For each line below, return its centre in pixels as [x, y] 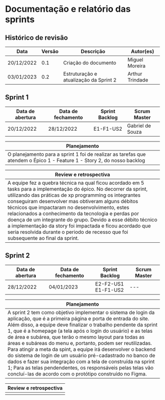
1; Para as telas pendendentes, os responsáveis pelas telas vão [81, 368]
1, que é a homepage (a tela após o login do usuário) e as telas [80, 331]
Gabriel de [139, 125]
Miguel [135, 60]
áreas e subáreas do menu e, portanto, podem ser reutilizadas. [80, 343]
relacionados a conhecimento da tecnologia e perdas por [73, 213]
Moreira [137, 66]
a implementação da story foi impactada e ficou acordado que [79, 226]
